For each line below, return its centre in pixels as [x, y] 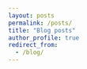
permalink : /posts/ [40, 23]
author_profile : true [44, 38]
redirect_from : [33, 45]
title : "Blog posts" [42, 30]
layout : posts [32, 15]
